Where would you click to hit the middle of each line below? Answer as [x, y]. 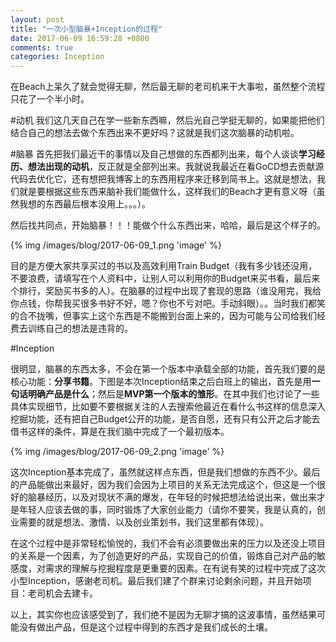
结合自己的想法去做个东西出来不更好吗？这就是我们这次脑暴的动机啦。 [155, 133]
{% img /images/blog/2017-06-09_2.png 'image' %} [117, 452]
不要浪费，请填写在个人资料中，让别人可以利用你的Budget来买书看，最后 [161, 278]
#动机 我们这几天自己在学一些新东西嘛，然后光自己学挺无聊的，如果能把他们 [167, 120]
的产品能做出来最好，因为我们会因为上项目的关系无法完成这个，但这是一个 [163, 485]
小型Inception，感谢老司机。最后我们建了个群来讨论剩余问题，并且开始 [156, 581]
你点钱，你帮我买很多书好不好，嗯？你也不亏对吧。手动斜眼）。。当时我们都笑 [168, 303]
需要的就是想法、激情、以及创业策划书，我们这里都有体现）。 [143, 522]
